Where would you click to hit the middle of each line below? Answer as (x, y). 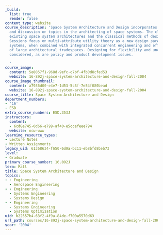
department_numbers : (26, 99)
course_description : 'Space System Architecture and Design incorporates (81, 28)
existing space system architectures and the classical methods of (79, 37)
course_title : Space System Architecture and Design (59, 95)
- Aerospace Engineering (34, 185)
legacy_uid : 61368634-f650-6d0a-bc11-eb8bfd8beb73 (57, 149)
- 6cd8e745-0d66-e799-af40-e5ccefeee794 (51, 126)
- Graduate (16, 158)
